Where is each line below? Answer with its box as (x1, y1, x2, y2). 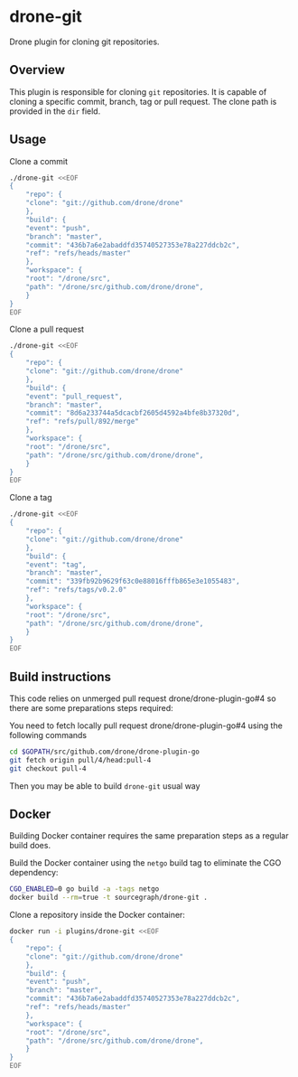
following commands (9, 730, 88, 740)
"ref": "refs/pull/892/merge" (25, 417, 140, 426)
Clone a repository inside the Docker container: (9, 910, 185, 921)
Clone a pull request (9, 323, 84, 335)
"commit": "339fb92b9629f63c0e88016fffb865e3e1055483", (25, 576, 241, 586)
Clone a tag (9, 492, 52, 503)
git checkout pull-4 (9, 763, 88, 773)
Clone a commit (9, 155, 69, 166)
